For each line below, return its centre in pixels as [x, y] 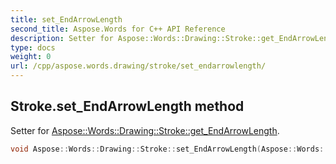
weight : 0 [31, 57]
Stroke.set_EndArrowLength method [127, 106]
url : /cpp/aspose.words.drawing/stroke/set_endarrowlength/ [138, 66]
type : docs [33, 47]
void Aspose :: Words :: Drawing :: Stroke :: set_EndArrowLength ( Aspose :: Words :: [169, 149]
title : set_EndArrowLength [66, 19]
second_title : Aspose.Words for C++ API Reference [118, 29]
